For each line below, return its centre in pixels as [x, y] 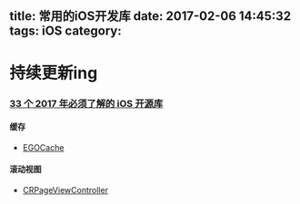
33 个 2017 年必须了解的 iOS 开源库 [86, 103]
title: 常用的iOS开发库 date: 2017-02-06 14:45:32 [150, 16]
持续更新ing [54, 73]
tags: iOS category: [66, 31]
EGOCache [43, 147]
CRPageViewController [65, 189]
